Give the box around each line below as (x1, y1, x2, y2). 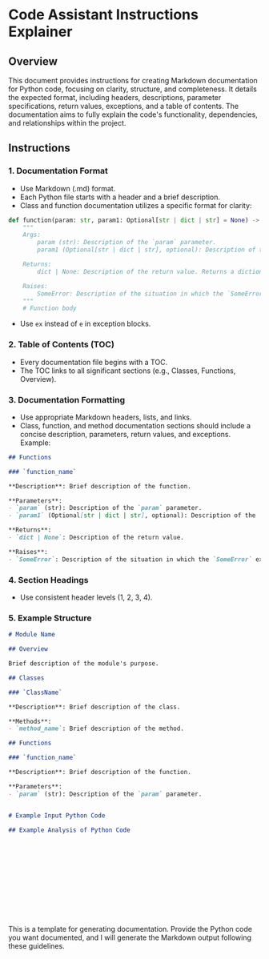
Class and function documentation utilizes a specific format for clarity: (19, 200, 252, 210)
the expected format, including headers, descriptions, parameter (8, 93, 222, 102)
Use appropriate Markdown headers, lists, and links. (19, 412, 192, 422)
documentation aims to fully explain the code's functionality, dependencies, (8, 110, 258, 119)
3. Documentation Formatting (8, 394, 126, 405)
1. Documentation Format (8, 166, 108, 177)
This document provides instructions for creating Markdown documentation (8, 76, 258, 85)
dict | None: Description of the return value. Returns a (37, 267, 235, 275)
